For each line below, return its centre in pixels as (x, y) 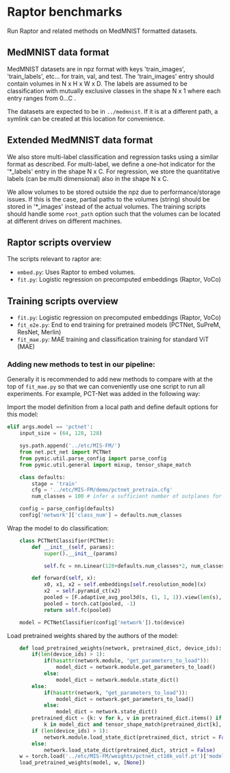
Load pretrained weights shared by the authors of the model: (93, 635)
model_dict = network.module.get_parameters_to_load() (136, 667)
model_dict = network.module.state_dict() (117, 680)
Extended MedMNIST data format (80, 140)
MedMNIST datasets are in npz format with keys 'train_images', (96, 69)
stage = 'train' (55, 484)
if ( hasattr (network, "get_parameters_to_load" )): (116, 693)
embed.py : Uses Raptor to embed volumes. (76, 272)
